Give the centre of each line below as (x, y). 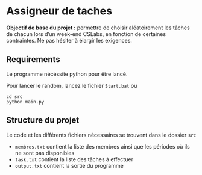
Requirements (33, 59)
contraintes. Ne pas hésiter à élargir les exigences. (69, 40)
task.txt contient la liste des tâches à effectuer (74, 159)
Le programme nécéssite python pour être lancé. (67, 74)
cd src (14, 97)
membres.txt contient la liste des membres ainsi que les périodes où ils (102, 146)
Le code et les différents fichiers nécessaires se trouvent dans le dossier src (101, 135)
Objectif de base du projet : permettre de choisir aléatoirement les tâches (98, 28)
